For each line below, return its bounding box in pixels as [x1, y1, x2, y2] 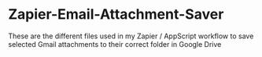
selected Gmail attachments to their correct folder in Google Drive [8, 39, 222, 48]
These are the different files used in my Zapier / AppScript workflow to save [8, 31, 254, 41]
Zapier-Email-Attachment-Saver [8, 5, 224, 23]
